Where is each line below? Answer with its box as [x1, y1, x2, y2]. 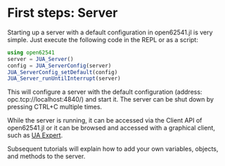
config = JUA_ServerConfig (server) [7, 62, 112, 69]
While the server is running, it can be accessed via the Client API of [7, 116, 202, 125]
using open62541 [7, 49, 55, 56]
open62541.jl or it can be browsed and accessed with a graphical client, [7, 124, 216, 132]
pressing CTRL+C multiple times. [7, 103, 103, 111]
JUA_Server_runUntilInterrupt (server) [7, 75, 121, 82]
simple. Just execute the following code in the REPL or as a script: [7, 35, 198, 43]
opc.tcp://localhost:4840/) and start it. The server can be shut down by [7, 95, 214, 104]
